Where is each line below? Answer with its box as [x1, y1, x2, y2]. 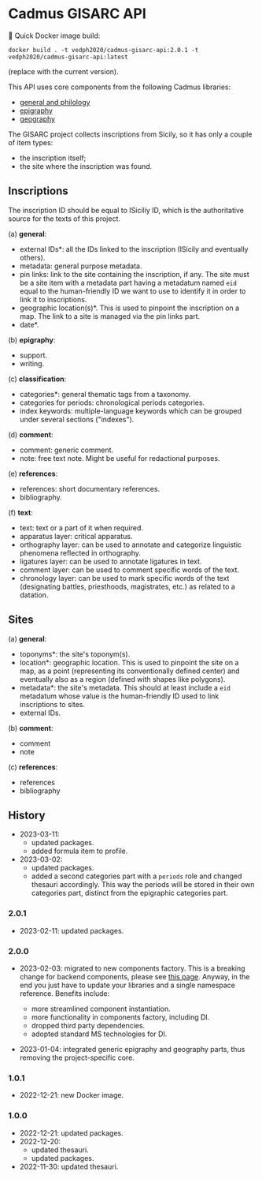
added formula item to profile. [31, 846, 128, 856]
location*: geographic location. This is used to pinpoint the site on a [19, 657, 239, 667]
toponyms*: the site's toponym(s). [19, 649, 131, 659]
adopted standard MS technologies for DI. [31, 1029, 168, 1039]
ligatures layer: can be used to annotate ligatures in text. [19, 556, 202, 566]
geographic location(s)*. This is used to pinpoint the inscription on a [19, 303, 240, 313]
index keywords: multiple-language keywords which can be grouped [19, 406, 242, 415]
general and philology [19, 97, 90, 107]
